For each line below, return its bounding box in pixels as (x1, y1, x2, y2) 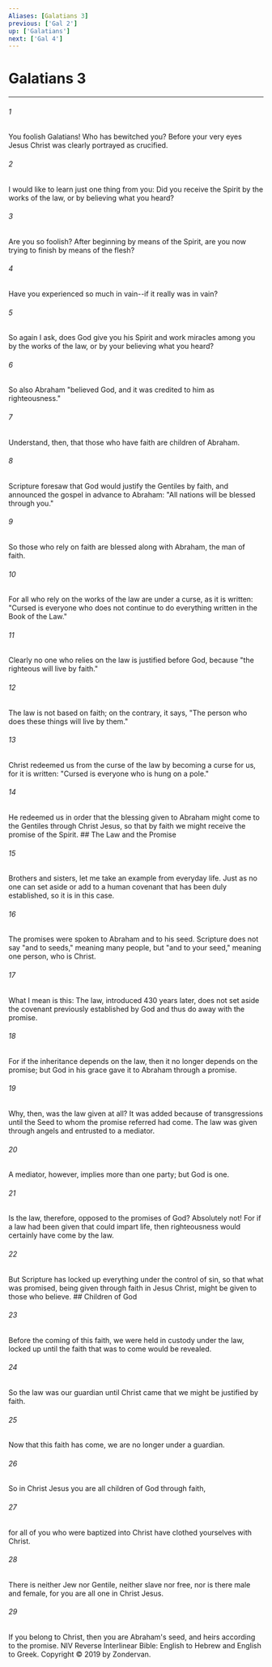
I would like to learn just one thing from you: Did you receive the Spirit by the (8, 184, 264, 194)
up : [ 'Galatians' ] (8, 27, 70, 35)
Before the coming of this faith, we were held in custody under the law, (8, 1335, 244, 1345)
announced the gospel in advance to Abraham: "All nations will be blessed (8, 489, 256, 499)
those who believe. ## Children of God (8, 1291, 138, 1301)
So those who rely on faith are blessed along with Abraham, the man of (8, 542, 245, 552)
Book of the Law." (8, 612, 67, 622)
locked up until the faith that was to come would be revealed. (8, 1344, 212, 1354)
